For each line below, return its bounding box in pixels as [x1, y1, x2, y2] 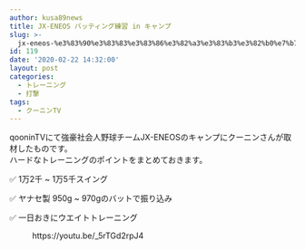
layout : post [9, 64, 59, 73]
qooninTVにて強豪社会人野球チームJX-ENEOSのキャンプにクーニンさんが [9, 132, 284, 143]
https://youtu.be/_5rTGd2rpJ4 [32, 230, 144, 241]
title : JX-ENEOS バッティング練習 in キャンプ [9, 22, 172, 31]
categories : [9, 72, 54, 82]
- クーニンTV [17, 106, 62, 115]
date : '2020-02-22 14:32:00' [9, 55, 120, 64]
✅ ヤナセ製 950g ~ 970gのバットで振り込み [9, 193, 172, 204]
